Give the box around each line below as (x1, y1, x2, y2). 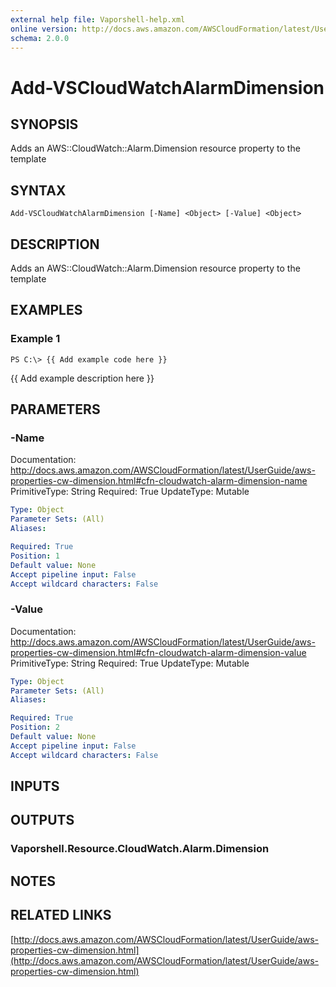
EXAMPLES (10, 302, 83, 319)
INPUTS (10, 778, 60, 795)
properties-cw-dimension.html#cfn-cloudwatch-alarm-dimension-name (10, 475, 308, 487)
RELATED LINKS (10, 907, 112, 924)
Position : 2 (10, 722, 60, 733)
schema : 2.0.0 (10, 33, 70, 43)
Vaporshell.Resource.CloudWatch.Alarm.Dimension (10, 842, 270, 856)
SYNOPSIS (10, 116, 79, 133)
